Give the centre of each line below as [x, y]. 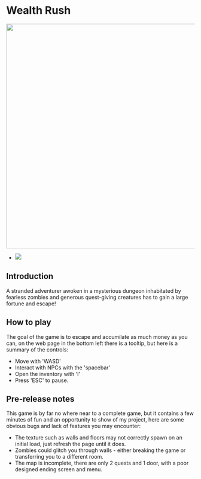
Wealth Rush [39, 10]
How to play [29, 322]
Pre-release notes [40, 399]
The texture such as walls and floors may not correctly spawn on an [98, 438]
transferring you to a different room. [59, 457]
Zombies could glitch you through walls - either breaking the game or [100, 450]
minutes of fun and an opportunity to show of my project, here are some [95, 420]
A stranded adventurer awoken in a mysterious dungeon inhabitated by [94, 290]
